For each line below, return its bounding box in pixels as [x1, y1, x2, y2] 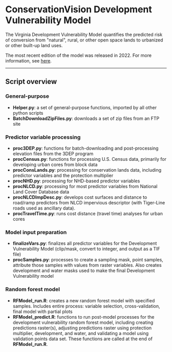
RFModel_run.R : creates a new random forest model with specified [12, 297, 155, 303]
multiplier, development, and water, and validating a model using [12, 330, 149, 336]
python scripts [12, 110, 44, 116]
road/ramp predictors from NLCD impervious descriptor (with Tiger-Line [12, 199, 165, 205]
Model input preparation [5, 229, 67, 236]
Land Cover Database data [12, 189, 70, 195]
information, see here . [5, 57, 52, 64]
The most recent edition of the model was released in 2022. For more [5, 52, 152, 58]
